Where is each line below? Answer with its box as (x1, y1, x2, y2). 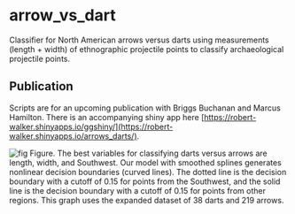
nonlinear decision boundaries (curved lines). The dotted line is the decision (9, 166, 287, 177)
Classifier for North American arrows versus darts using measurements (9, 34, 269, 45)
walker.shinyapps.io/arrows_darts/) (9, 130, 137, 141)
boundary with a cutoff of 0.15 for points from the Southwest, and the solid (9, 176, 281, 187)
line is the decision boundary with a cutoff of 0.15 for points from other (9, 185, 266, 195)
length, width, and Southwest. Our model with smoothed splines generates (9, 157, 282, 168)
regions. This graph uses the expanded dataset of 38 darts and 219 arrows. (9, 195, 284, 205)
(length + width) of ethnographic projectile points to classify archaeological (9, 43, 284, 54)
